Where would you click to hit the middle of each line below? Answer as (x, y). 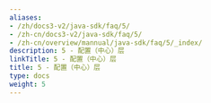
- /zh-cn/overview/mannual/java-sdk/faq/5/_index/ (106, 43)
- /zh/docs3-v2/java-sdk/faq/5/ (70, 26)
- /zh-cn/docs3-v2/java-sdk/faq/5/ (76, 34)
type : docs (30, 76)
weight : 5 (28, 84)
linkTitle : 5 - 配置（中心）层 (63, 59)
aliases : (26, 17)
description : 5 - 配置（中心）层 (67, 51)
